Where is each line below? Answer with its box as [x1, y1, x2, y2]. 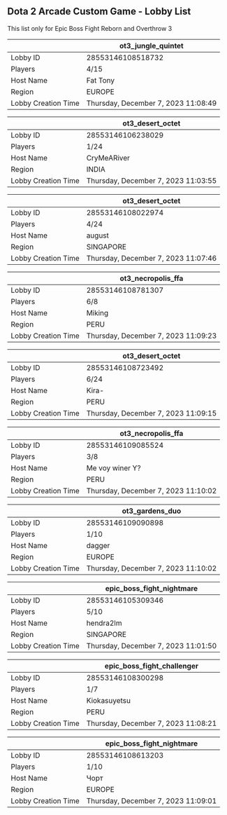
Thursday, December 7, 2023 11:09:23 [86, 331, 217, 341]
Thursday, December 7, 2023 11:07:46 [86, 253, 217, 263]
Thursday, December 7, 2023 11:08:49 [86, 98, 217, 108]
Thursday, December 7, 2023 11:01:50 [86, 641, 217, 650]
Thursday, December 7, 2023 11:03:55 [86, 175, 217, 185]
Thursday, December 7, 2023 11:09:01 [86, 795, 217, 805]
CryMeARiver [86, 153, 131, 163]
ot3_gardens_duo [122, 506, 182, 516]
